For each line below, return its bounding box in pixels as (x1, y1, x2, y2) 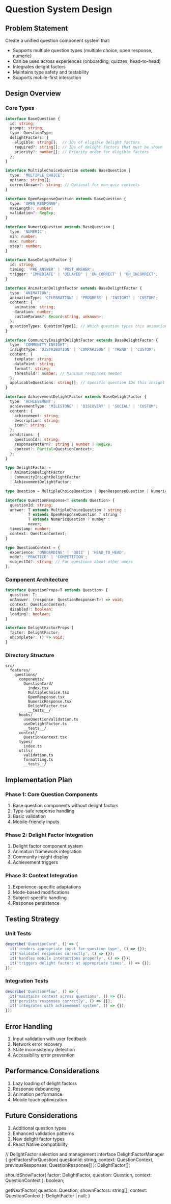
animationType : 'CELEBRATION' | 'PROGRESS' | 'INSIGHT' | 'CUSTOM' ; (10, 295, 158, 300)
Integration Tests (5, 977, 48, 984)
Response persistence (12, 900, 60, 906)
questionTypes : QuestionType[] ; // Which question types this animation (10, 323, 167, 329)
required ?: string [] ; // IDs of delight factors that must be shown (14, 145, 163, 150)
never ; (27, 522, 42, 527)
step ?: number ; (10, 244, 42, 249)
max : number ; (10, 238, 38, 244)
